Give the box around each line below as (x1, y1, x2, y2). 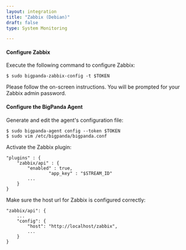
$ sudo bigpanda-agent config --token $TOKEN (6, 128, 120, 134)
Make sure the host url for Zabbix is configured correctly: (6, 196, 146, 203)
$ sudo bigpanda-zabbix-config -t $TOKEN (6, 73, 110, 79)
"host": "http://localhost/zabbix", (27, 223, 118, 229)
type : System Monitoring (6, 25, 68, 31)
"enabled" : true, (27, 165, 73, 171)
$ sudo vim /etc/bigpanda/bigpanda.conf (6, 133, 108, 139)
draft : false (6, 20, 39, 25)
